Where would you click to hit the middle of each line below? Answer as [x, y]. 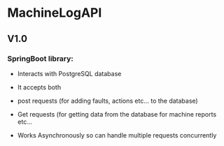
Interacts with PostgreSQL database [69, 73]
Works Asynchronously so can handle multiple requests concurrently [117, 135]
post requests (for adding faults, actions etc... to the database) [107, 101]
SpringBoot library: [40, 59]
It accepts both [39, 87]
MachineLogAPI [55, 13]
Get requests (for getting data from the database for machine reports [117, 114]
